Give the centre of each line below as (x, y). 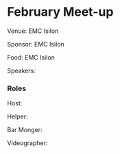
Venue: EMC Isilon (33, 31)
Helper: (17, 116)
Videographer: (27, 143)
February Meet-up (60, 12)
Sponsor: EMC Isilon (36, 44)
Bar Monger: (25, 130)
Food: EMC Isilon (31, 57)
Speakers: (21, 70)
